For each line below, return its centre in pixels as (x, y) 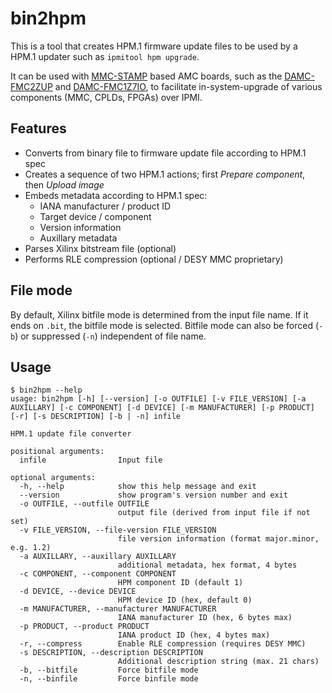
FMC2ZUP (31, 86)
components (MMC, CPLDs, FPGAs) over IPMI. (106, 97)
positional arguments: (57, 452)
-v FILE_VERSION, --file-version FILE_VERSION (118, 530)
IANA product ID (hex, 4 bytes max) (194, 635)
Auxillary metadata (78, 238)
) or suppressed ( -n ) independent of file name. (110, 336)
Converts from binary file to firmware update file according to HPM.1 (165, 153)
